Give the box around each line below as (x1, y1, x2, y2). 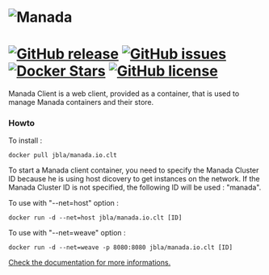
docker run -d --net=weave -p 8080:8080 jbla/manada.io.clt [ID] (8, 244, 233, 252)
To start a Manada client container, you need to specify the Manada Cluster (8, 165, 259, 175)
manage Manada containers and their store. (8, 98, 154, 107)
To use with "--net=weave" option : (8, 228, 127, 238)
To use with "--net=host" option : (8, 198, 120, 208)
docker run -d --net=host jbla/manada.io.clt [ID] (8, 214, 183, 222)
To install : (8, 135, 43, 145)
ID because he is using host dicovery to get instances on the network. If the (8, 174, 260, 184)
